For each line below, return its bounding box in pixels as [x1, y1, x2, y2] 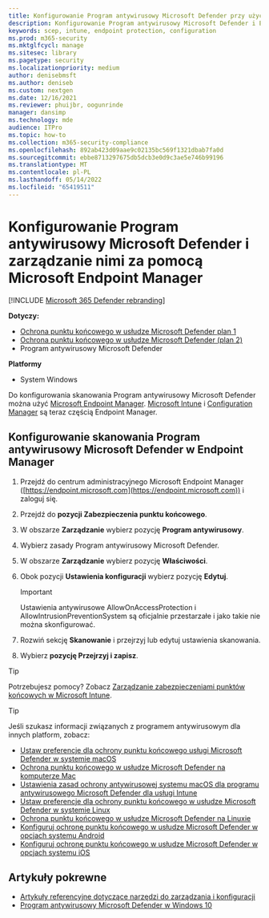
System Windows [19, 374, 78, 384]
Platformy [8, 358, 42, 369]
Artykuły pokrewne [8, 871, 107, 884]
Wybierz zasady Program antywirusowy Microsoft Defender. [19, 540, 220, 550]
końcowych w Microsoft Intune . [8, 690, 112, 700]
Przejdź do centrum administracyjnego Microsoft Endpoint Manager [19, 476, 244, 486]
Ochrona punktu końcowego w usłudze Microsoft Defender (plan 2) [19, 334, 243, 345]
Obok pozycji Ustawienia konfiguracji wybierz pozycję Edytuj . [19, 571, 228, 581]
